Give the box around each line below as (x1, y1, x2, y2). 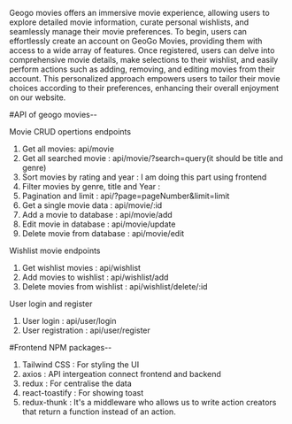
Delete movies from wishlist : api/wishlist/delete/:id (21, 281, 208, 291)
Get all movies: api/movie (21, 143, 115, 154)
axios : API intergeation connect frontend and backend (21, 369, 221, 379)
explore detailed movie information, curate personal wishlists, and (9, 17, 250, 27)
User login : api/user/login (21, 316, 117, 326)
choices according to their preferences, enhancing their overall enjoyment (9, 83, 280, 93)
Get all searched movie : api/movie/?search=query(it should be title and (21, 153, 283, 163)
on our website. (9, 92, 66, 103)
